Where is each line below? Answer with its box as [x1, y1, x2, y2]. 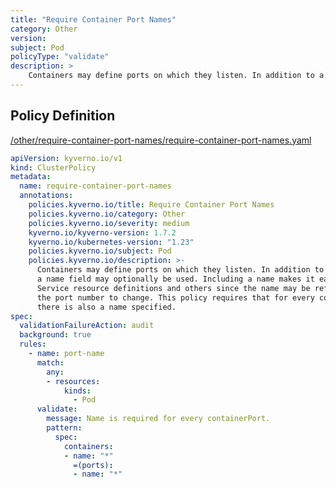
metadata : [10, 172, 52, 182]
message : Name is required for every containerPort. [46, 414, 271, 424]
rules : [19, 339, 47, 350]
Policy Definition [10, 107, 116, 125]
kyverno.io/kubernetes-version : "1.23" [28, 237, 195, 247]
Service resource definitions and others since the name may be [36, 283, 311, 293]
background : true [19, 330, 92, 340]
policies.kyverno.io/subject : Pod [28, 246, 172, 256]
